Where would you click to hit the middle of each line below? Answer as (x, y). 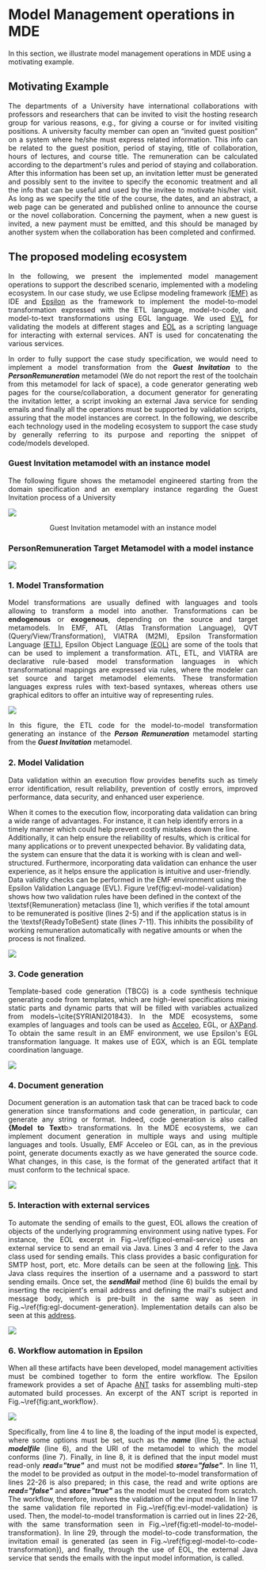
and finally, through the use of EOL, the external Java (162, 1549)
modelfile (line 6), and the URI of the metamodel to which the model (133, 1448)
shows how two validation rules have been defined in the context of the (125, 896)
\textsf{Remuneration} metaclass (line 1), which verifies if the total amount (129, 905)
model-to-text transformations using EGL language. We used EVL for (133, 318)
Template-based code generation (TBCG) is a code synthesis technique (133, 991)
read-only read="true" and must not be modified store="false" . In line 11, (133, 1465)
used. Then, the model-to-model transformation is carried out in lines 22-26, (133, 1515)
